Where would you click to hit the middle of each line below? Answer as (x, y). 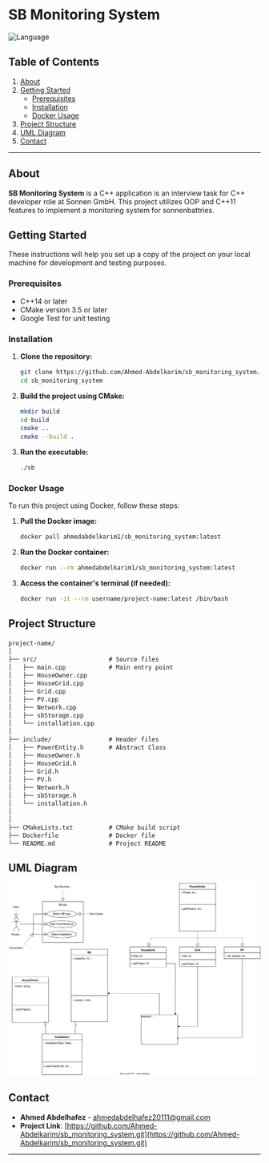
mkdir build (40, 411)
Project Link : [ (44, 1125)
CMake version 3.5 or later (64, 309)
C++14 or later (44, 301)
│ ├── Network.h (39, 787)
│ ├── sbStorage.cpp (46, 715)
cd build (34, 420)
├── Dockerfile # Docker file (82, 835)
